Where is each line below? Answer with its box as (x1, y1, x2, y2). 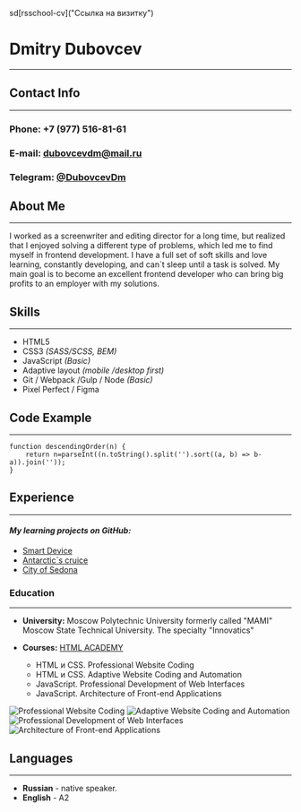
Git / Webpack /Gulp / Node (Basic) (21, 375, 154, 385)
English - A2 (21, 792, 70, 803)
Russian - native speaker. (21, 783, 118, 794)
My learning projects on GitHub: (9, 525, 132, 536)
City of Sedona (21, 564, 78, 574)
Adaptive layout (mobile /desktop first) (21, 365, 165, 376)
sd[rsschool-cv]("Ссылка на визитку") (9, 8, 154, 18)
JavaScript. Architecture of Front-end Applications (35, 688, 222, 699)
